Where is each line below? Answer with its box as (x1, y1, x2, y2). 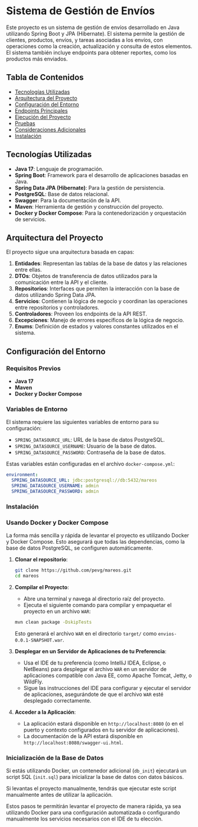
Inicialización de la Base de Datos (6, 753, 104, 762)
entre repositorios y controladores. (14, 304, 99, 311)
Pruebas (14, 120, 35, 127)
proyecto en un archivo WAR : (23, 608, 91, 615)
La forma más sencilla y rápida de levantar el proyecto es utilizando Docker (6, 532, 189, 539)
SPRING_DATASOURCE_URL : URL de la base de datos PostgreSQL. (14, 436, 165, 443)
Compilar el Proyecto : (14, 583, 69, 590)
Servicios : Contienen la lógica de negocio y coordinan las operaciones (14, 298, 188, 305)
